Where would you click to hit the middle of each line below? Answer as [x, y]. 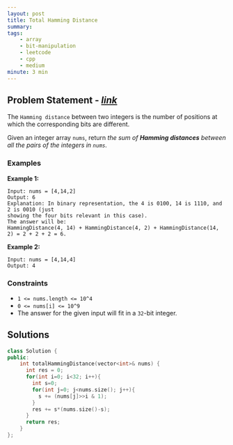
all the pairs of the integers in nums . [57, 145]
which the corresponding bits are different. [69, 124]
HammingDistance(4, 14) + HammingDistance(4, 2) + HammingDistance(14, [113, 228]
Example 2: [24, 247]
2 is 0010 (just [31, 210]
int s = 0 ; [45, 384]
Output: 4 [22, 265]
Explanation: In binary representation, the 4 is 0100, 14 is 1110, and [115, 203]
